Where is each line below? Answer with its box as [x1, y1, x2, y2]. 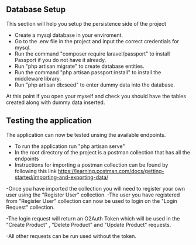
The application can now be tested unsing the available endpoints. [6, 131, 166, 138]
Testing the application [6, 116, 92, 126]
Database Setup [6, 5, 66, 15]
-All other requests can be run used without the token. [6, 232, 136, 239]
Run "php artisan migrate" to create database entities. [14, 63, 145, 70]
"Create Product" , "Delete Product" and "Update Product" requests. [6, 221, 171, 228]
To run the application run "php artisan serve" [14, 143, 125, 150]
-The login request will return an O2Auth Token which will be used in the [6, 215, 180, 222]
